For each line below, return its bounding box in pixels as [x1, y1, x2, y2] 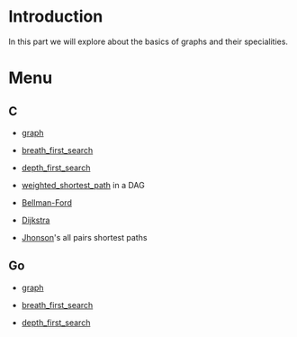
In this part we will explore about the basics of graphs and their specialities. [8, 36, 289, 47]
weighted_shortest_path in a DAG [21, 179, 145, 190]
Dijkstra [21, 214, 50, 225]
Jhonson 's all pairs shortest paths [21, 232, 148, 242]
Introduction [8, 6, 103, 27]
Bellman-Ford [21, 196, 73, 208]
